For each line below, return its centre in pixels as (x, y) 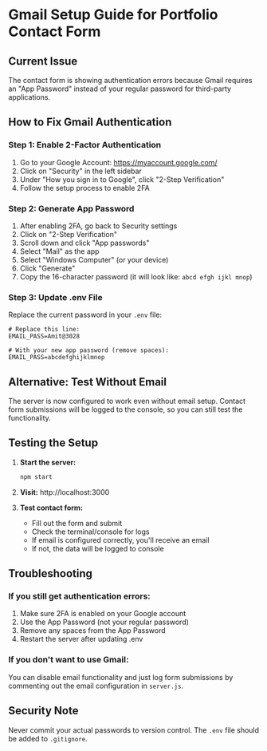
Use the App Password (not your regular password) (104, 622)
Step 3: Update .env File (55, 297)
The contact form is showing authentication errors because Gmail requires (130, 80)
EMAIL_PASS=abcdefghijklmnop (57, 358)
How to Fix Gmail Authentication (90, 123)
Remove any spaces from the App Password (92, 630)
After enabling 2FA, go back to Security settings (98, 226)
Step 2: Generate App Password (71, 208)
